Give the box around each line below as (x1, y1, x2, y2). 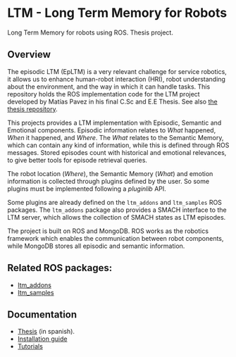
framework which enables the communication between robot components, (7, 234, 224, 242)
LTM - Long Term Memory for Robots (7, 5, 228, 21)
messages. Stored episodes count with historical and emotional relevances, (7, 148, 227, 156)
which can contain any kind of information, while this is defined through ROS (7, 141, 230, 149)
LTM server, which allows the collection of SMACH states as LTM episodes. (7, 213, 226, 221)
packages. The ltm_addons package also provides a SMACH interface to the (7, 206, 227, 214)
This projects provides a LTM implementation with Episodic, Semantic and (7, 118, 222, 127)
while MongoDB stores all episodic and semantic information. (7, 242, 185, 250)
